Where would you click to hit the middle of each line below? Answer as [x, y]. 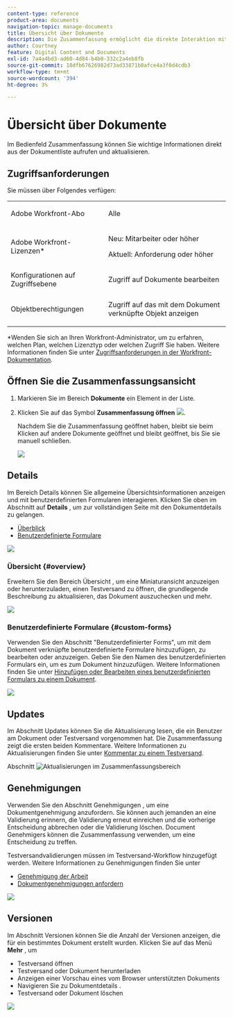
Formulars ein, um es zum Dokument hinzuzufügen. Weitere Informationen [114, 665]
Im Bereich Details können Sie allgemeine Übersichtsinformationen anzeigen [116, 492]
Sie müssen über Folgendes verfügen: [62, 190]
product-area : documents [43, 20]
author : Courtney [32, 46]
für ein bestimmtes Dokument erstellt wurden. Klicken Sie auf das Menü [110, 943]
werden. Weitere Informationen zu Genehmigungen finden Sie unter [104, 863]
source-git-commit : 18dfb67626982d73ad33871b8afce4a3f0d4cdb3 [99, 65]
